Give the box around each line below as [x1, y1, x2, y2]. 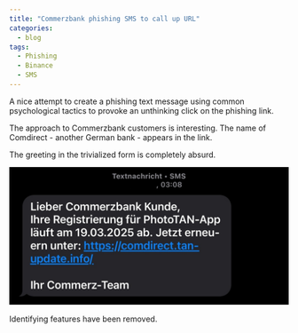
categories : [9, 23, 53, 33]
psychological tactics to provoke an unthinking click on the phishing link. [9, 105, 274, 115]
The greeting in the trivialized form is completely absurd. [9, 149, 216, 160]
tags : [9, 43, 29, 52]
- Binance [17, 61, 53, 70]
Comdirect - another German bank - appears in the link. [9, 131, 213, 142]
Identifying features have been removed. [9, 313, 158, 324]
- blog [17, 33, 42, 42]
